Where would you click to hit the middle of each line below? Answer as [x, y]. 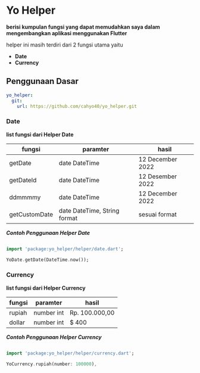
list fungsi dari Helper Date [40, 134]
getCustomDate [31, 214]
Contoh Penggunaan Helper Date [48, 232]
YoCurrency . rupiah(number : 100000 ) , [51, 364]
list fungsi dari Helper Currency [46, 288]
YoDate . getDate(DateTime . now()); [48, 260]
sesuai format [158, 214]
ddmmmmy [25, 197]
